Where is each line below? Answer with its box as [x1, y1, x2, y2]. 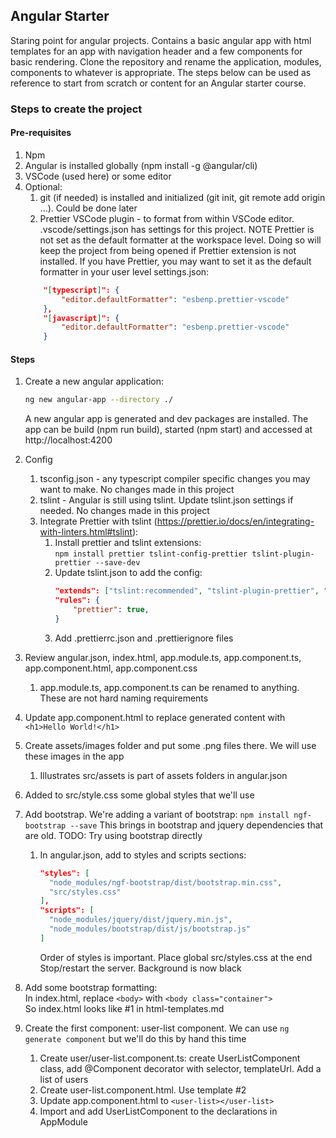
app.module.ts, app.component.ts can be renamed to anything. [39, 681, 300, 693]
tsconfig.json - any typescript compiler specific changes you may [39, 473, 311, 485]
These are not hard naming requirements [39, 692, 209, 704]
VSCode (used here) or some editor [24, 170, 172, 182]
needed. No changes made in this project [39, 505, 210, 517]
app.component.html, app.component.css [24, 662, 198, 674]
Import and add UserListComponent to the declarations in [39, 1105, 278, 1117]
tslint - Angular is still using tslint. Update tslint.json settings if [39, 494, 294, 506]
